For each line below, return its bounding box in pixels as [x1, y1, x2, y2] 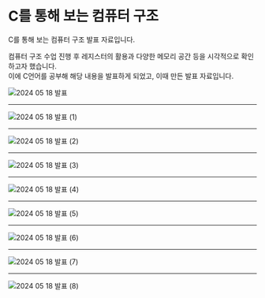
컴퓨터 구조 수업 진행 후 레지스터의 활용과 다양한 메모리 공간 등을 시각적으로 [8, 51, 240, 61]
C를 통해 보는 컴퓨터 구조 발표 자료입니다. [8, 35, 136, 44]
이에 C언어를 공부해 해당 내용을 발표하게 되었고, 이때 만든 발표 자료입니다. [8, 71, 234, 80]
